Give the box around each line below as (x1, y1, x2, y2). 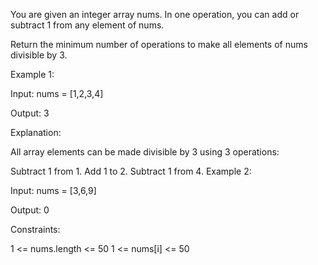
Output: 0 (10, 204, 50, 216)
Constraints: (10, 224, 61, 235)
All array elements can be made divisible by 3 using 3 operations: (10, 146, 280, 158)
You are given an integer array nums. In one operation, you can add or (10, 9, 300, 20)
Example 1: (10, 69, 55, 80)
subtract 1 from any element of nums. (10, 19, 165, 31)
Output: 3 (10, 107, 50, 119)
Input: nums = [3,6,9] (10, 185, 97, 196)
